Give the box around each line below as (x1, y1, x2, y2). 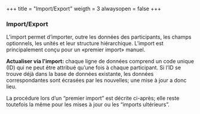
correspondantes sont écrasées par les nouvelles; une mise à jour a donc (6, 77, 187, 84)
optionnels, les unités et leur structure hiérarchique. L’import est (6, 40, 164, 47)
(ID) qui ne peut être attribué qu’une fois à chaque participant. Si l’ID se (6, 64, 181, 71)
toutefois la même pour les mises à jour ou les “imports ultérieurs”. (6, 101, 170, 108)
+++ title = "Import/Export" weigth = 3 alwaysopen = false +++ (6, 5, 161, 12)
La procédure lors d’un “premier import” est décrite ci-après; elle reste (6, 95, 180, 102)
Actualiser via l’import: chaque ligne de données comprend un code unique (6, 58, 194, 65)
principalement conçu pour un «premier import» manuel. (6, 46, 146, 53)
